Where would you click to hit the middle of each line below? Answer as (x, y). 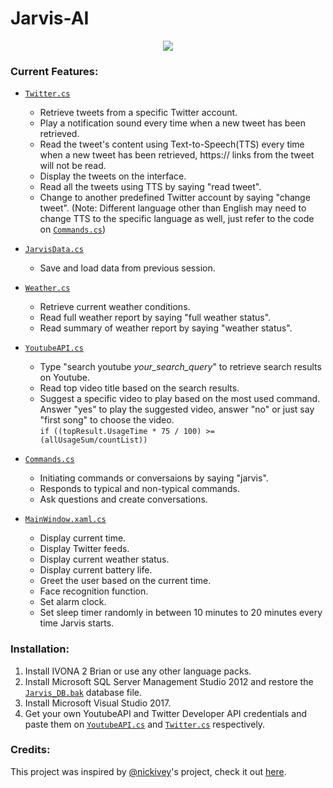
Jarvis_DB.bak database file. (83, 692)
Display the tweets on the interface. (113, 176)
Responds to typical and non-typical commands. (139, 489)
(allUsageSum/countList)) (93, 440)
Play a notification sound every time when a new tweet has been (173, 123)
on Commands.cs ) (73, 229)
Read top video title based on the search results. (139, 388)
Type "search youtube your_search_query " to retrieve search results (180, 367)
